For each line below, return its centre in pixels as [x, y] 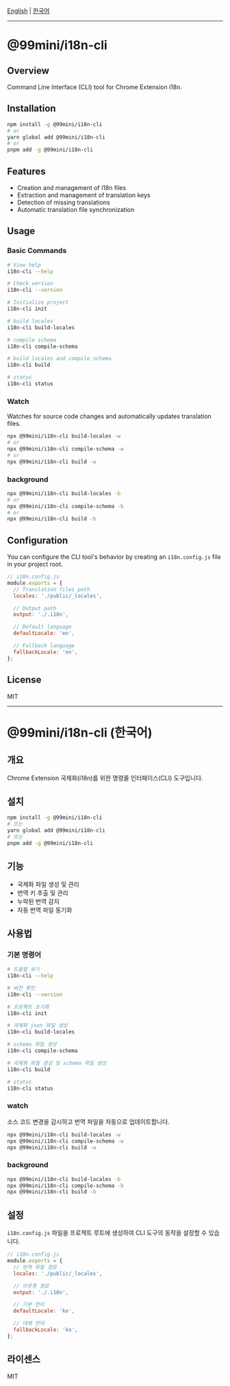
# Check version [30, 284]
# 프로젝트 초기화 [28, 1007]
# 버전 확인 [21, 988]
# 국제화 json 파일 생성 [38, 1026]
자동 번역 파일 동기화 [44, 910]
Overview [28, 70]
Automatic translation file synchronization [76, 210]
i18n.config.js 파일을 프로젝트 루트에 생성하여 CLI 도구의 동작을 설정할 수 [107, 1233]
